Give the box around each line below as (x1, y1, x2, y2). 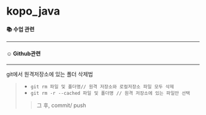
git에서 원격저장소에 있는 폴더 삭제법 (6, 70, 93, 77)
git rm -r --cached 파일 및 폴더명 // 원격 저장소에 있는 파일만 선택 (30, 90, 191, 96)
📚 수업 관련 (6, 26, 35, 33)
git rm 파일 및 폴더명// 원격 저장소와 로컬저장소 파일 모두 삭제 (30, 83, 174, 89)
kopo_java (6, 4, 60, 18)
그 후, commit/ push (36, 102, 86, 109)
